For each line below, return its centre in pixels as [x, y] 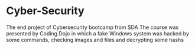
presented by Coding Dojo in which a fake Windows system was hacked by [97, 33]
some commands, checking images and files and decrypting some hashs [95, 40]
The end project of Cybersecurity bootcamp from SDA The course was [92, 27]
